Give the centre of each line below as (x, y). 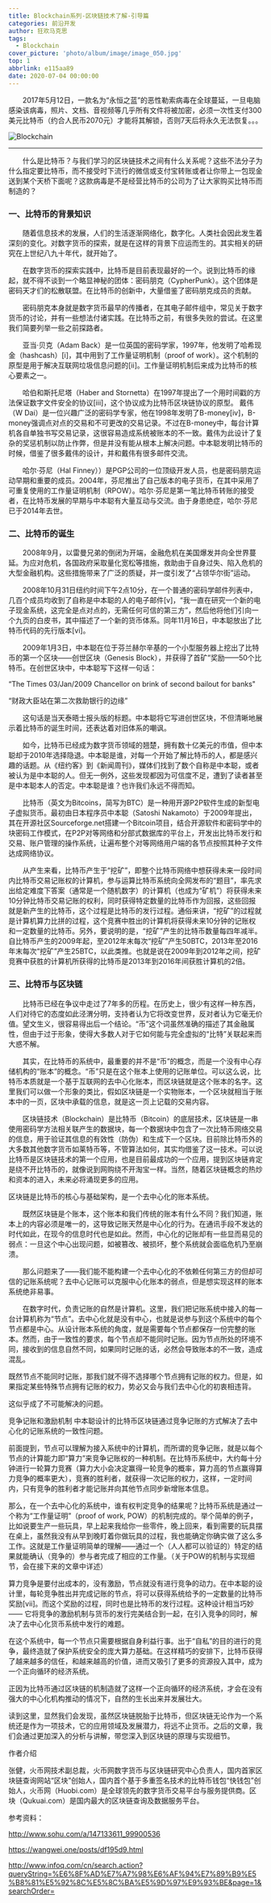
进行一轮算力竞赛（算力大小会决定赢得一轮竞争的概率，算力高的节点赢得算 (139, 1468)
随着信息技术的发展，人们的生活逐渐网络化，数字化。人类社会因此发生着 (143, 233)
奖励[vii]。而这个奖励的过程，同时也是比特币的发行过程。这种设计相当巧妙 (131, 1603)
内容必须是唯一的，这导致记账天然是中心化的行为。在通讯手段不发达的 (146, 1223)
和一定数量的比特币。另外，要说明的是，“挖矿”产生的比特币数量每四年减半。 (135, 931)
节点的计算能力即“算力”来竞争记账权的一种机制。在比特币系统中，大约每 (128, 1458)
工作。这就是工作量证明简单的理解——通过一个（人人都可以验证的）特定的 (132, 1546)
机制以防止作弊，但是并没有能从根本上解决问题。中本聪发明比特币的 (149, 443)
